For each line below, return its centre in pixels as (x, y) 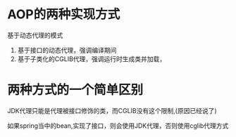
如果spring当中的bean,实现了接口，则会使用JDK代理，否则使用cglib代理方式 (118, 125)
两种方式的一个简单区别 (75, 90)
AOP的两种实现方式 (64, 14)
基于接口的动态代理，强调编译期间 (67, 50)
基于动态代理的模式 (35, 35)
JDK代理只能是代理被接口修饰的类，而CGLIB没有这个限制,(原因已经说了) (112, 110)
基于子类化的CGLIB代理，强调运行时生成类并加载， (92, 59)
